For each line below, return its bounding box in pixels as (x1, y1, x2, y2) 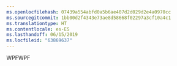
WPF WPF (6, 54, 31, 61)
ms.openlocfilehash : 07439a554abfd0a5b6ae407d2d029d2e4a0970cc (6, 9, 171, 15)
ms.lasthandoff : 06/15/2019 (6, 32, 78, 38)
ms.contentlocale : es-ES (6, 26, 70, 32)
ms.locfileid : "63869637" (6, 37, 72, 43)
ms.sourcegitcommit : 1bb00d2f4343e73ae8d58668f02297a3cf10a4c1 (6, 15, 171, 21)
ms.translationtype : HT (6, 20, 67, 26)
